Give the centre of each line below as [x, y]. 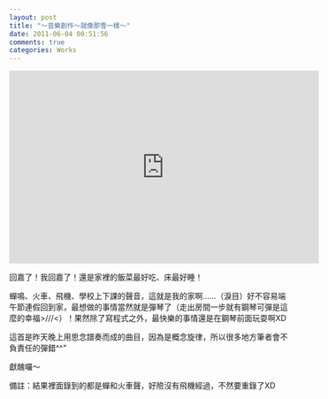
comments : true [37, 42]
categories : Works [43, 50]
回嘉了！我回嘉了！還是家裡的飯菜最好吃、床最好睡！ [106, 277]
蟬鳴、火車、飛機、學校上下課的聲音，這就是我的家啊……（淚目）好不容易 [144, 296]
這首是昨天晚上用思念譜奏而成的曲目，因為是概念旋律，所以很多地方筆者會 [145, 337]
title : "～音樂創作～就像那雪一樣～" [70, 26]
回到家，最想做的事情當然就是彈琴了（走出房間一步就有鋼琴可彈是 [160, 307]
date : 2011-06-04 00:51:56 [59, 34]
